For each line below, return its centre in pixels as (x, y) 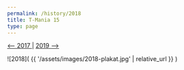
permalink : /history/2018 (44, 13)
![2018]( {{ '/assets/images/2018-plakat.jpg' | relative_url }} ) (92, 59)
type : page (23, 26)
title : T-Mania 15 (33, 20)
